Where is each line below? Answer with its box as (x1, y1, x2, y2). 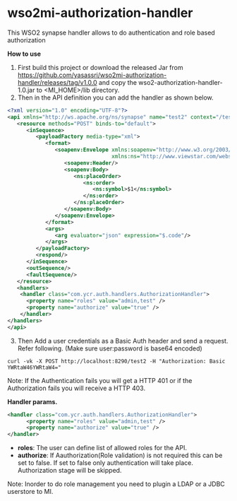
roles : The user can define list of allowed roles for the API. (17, 444, 187, 452)
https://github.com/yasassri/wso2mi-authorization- (17, 71, 167, 79)
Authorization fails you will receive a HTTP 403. (7, 384, 146, 392)
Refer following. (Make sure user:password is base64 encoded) (17, 344, 202, 353)
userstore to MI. (7, 488, 54, 496)
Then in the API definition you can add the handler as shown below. (17, 93, 214, 102)
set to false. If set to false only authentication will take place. (17, 459, 194, 467)
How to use (7, 49, 41, 58)
